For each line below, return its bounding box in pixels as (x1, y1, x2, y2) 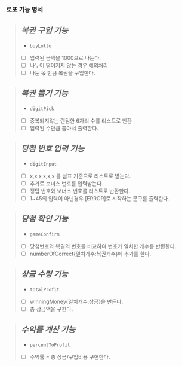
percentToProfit (29, 342, 70, 348)
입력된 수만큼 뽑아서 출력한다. (29, 124, 98, 132)
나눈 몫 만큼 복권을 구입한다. (29, 69, 95, 76)
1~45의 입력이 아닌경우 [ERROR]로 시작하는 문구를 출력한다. (29, 194, 170, 202)
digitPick (29, 106, 55, 112)
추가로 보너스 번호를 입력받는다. (29, 179, 103, 187)
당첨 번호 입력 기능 (20, 144, 85, 154)
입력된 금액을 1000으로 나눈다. (29, 54, 101, 61)
